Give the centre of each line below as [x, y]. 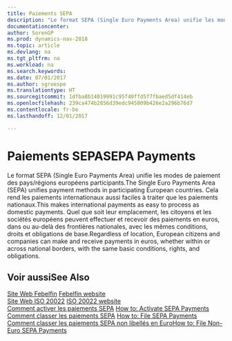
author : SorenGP [30, 33]
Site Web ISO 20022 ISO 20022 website [64, 301]
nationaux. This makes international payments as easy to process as [104, 205]
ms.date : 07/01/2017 [37, 77]
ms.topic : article [33, 45]
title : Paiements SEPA [40, 13]
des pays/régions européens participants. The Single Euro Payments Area [111, 183]
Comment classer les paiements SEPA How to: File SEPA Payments [102, 316]
